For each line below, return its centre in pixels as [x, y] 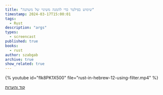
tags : [10, 19]
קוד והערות [15, 87]
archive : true [20, 59]
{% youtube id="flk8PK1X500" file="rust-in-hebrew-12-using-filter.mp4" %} [82, 78]
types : [12, 32]
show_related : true [25, 64]
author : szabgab [21, 55]
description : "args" [26, 28]
